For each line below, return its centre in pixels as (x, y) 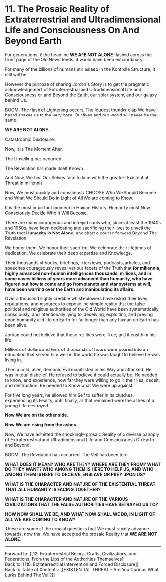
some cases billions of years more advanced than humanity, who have (79, 278)
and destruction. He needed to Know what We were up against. (70, 385)
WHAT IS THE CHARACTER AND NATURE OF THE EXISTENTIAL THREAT (80, 484)
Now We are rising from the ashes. (41, 424)
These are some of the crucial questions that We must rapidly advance (77, 528)
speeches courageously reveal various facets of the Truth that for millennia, (83, 268)
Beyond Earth (33, 41)
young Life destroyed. (27, 406)
